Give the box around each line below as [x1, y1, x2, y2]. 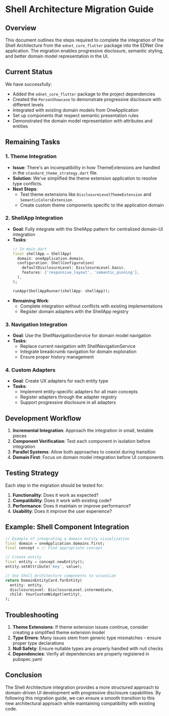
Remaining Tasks [5, 138, 61, 146]
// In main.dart [12, 246, 47, 251]
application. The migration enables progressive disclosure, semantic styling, [5, 48, 163, 54]
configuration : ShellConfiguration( [17, 261, 94, 266]
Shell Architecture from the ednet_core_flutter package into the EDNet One [5, 42, 163, 48]
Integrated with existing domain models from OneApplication [12, 107, 139, 113]
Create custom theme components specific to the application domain [20, 202, 164, 208]
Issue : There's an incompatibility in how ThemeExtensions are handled [12, 164, 160, 170]
